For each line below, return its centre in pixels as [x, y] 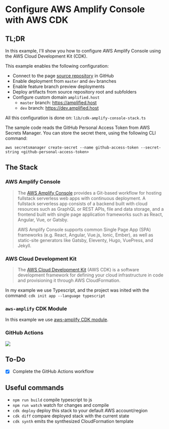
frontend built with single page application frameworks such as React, [90, 214]
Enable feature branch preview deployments [59, 86]
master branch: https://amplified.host [58, 103]
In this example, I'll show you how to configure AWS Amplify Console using [83, 51]
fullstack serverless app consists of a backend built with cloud [82, 204]
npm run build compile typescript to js [52, 400]
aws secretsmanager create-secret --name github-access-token [72, 148]
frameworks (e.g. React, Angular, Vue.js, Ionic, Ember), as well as [85, 235]
